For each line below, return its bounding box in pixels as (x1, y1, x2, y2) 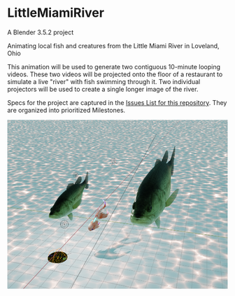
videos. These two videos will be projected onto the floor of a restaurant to (7, 70, 223, 78)
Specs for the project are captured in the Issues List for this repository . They (7, 98, 227, 106)
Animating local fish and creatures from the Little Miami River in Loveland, (7, 41, 220, 50)
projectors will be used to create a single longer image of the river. (7, 85, 199, 93)
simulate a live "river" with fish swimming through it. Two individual (7, 77, 201, 85)
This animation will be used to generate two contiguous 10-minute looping (7, 62, 220, 71)
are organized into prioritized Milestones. (7, 106, 126, 114)
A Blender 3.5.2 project (7, 28, 74, 36)
